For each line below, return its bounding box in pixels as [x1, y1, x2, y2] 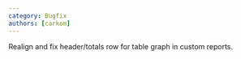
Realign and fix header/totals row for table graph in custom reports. [8, 41, 234, 51]
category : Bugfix [8, 11, 67, 20]
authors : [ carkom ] [8, 19, 71, 27]
